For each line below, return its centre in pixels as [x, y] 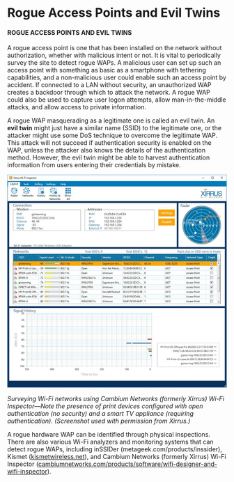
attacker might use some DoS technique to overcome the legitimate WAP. [112, 135]
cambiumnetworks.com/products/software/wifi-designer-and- [128, 464]
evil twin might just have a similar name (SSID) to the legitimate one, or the [114, 128]
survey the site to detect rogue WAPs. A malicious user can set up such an [114, 63]
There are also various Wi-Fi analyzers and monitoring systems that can [110, 442]
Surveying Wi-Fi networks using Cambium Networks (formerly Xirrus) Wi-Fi [116, 398]
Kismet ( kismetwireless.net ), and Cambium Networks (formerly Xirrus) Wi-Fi [117, 456]
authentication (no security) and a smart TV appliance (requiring [100, 413]
